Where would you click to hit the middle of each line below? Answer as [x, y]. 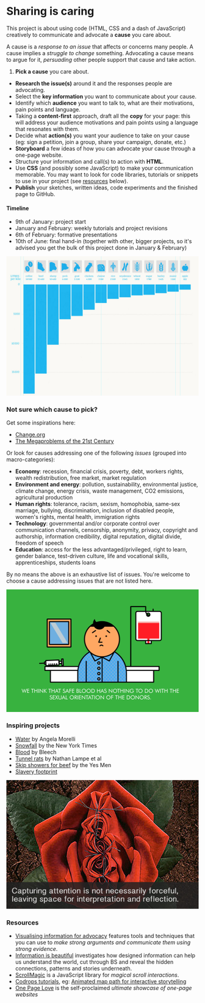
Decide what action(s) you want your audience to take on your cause [103, 135]
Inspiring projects [33, 725]
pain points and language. [48, 109]
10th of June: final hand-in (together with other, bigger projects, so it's [103, 241]
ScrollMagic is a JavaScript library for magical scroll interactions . [97, 975]
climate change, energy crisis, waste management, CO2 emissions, [100, 491]
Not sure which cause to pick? [52, 409]
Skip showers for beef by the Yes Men [63, 765]
